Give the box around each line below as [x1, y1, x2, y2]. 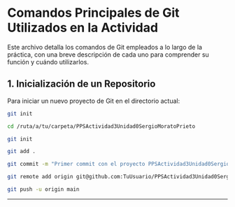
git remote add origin [7, 173, 73, 180]
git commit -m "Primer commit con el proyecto [7, 161, 145, 168]
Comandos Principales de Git [7, 5, 180, 21]
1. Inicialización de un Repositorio [7, 78, 156, 90]
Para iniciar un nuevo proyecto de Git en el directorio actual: [7, 97, 180, 105]
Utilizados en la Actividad [7, 20, 159, 36]
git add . [7, 148, 36, 155]
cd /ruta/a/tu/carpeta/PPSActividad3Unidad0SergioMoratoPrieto [7, 122, 196, 130]
